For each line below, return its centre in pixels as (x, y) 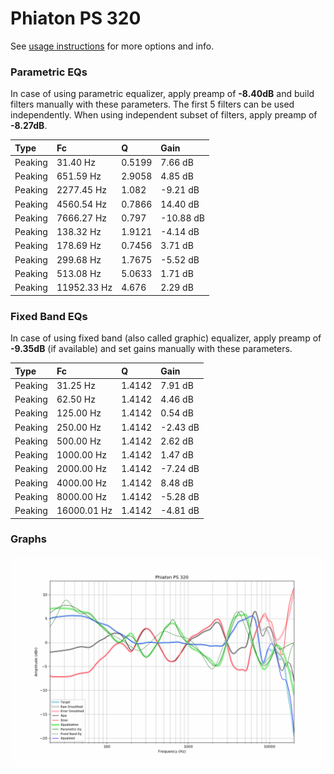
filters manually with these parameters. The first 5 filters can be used (152, 104)
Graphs (28, 539)
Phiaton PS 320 (76, 18)
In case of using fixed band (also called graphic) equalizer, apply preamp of (166, 338)
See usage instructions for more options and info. (112, 46)
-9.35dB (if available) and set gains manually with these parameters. (151, 349)
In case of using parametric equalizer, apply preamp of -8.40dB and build (162, 94)
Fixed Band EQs (49, 316)
